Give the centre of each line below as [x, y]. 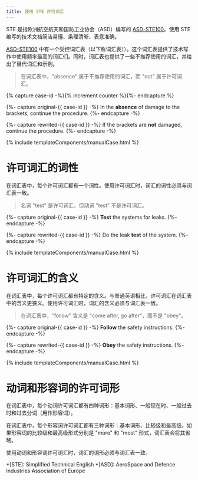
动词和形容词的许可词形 [63, 388]
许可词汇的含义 [42, 278]
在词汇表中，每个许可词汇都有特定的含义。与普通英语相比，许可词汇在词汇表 [99, 295]
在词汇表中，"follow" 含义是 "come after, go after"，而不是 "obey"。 [103, 315]
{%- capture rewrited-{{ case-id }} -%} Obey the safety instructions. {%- [95, 345]
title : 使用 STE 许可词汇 [35, 11]
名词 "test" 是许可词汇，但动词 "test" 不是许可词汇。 [84, 205]
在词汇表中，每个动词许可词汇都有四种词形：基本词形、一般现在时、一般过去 [99, 406]
